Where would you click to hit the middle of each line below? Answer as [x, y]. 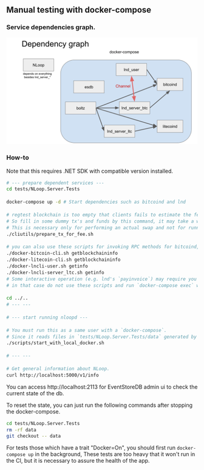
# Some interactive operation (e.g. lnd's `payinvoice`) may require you [102, 279]
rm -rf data [21, 430]
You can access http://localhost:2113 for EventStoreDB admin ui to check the [102, 387]
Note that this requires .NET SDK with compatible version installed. [90, 171]
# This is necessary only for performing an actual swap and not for [96, 227]
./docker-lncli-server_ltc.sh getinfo [55, 272]
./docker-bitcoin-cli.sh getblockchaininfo [62, 254]
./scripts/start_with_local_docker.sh [55, 343]
